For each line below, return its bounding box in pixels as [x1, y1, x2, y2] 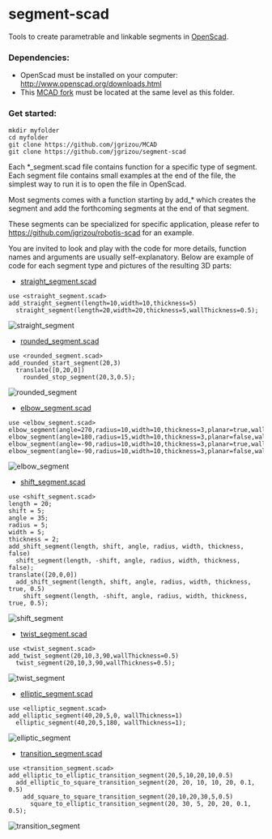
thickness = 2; [8, 535, 60, 543]
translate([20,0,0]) [8, 571, 79, 579]
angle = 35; [8, 514, 49, 522]
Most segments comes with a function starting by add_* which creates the [8, 195, 257, 204]
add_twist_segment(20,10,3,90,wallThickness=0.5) [8, 652, 180, 660]
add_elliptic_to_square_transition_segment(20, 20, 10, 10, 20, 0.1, [15, 778, 255, 786]
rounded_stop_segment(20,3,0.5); [23, 373, 136, 381]
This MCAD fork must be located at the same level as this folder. [19, 88, 235, 97]
